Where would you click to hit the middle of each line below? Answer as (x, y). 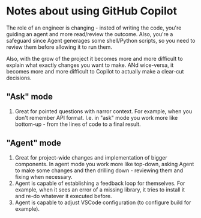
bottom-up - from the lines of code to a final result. (78, 124)
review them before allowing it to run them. (59, 47)
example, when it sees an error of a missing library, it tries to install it (100, 189)
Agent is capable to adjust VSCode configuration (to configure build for (103, 202)
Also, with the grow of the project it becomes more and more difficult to (94, 58)
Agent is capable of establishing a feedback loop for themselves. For (100, 183)
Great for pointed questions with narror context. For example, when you (103, 111)
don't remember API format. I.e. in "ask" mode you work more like (96, 117)
